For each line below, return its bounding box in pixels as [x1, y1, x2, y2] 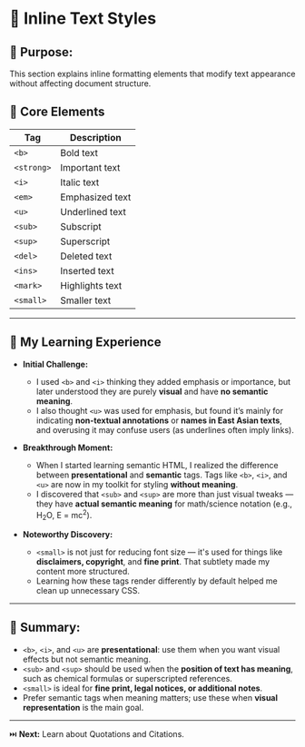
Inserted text [60, 264, 115, 277]
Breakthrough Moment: [22, 442, 113, 453]
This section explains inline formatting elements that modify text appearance [9, 68, 296, 79]
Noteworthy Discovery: [22, 529, 113, 540]
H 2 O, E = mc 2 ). [35, 507, 93, 523]
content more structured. [35, 566, 130, 577]
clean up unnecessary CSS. [35, 585, 141, 596]
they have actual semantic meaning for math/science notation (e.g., [35, 498, 293, 509]
